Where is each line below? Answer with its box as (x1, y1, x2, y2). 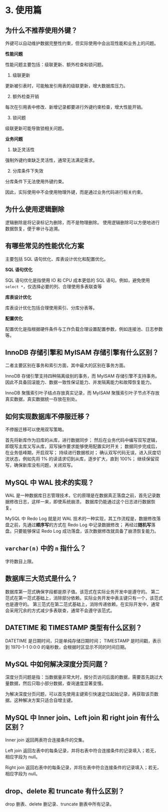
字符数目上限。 (5, 558, 36, 564)
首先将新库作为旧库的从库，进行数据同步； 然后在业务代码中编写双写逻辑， (5, 437, 160, 443)
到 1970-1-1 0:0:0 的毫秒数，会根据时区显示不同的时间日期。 (5, 644, 129, 650)
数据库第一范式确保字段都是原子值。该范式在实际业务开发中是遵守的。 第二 (5, 588, 160, 594)
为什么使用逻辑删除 (5, 205, 64, 214)
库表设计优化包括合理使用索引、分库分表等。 (5, 305, 97, 311)
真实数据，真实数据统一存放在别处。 (5, 396, 80, 402)
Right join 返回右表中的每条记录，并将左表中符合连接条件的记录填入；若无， (5, 764, 161, 770)
